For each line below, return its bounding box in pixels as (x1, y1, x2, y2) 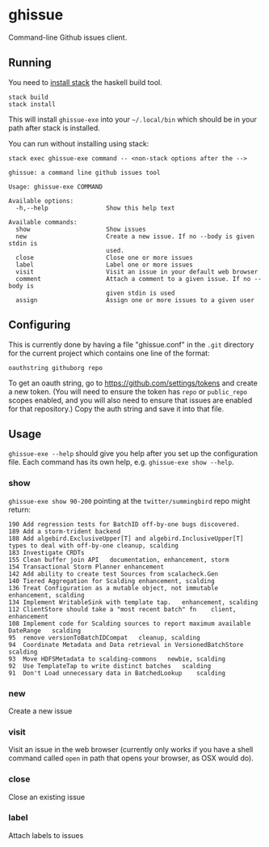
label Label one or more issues (15, 261, 194, 269)
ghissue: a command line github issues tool (8, 168, 161, 177)
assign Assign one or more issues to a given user (15, 296, 254, 304)
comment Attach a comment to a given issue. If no (15, 275, 251, 283)
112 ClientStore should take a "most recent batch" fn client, (8, 605, 237, 613)
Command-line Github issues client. (8, 32, 128, 42)
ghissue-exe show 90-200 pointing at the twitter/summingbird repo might (8, 496, 250, 505)
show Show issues (15, 225, 147, 233)
